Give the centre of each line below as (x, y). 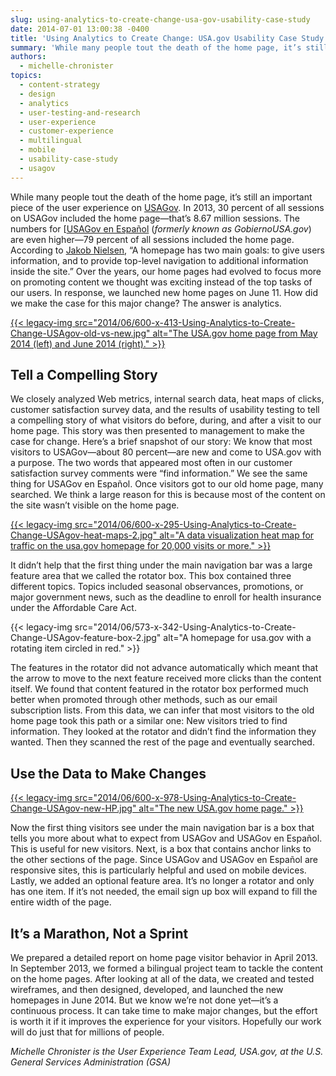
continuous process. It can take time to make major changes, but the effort (164, 1011)
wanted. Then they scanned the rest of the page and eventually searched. (162, 742)
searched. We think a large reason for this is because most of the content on (168, 495)
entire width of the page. (61, 902)
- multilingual (51, 141)
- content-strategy (60, 85)
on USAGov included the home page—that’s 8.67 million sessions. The (155, 218)
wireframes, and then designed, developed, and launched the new (147, 990)
